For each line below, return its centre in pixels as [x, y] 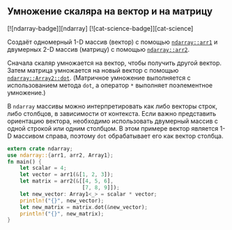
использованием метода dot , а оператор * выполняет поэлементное [110, 85]
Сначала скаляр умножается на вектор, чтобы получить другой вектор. [114, 63]
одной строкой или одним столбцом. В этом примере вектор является [113, 128]
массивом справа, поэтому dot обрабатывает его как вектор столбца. [118, 136]
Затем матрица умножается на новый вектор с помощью [93, 70]
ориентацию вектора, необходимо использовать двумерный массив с [113, 121]
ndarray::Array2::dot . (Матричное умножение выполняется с [99, 78]
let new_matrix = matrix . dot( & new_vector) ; [84, 207]
